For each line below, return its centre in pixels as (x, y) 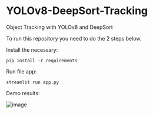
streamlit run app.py (33, 82)
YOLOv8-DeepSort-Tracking (77, 11)
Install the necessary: (32, 50)
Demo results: (23, 93)
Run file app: (21, 71)
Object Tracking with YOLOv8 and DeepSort (59, 27)
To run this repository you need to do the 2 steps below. (74, 38)
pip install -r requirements (42, 61)
